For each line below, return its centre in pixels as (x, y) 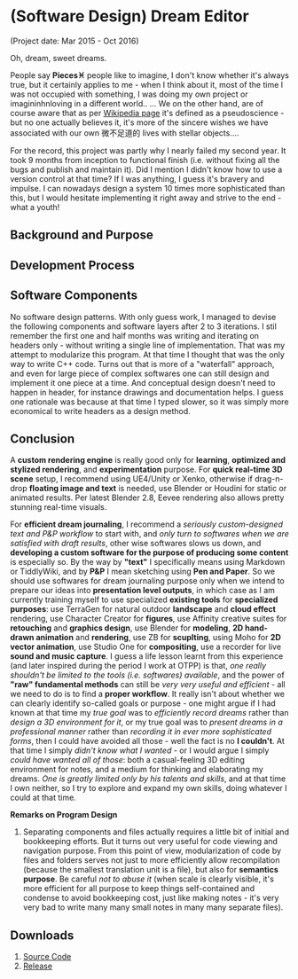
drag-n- (269, 479)
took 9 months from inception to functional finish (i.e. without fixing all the (145, 160)
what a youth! (35, 207)
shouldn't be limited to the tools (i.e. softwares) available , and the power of (147, 675)
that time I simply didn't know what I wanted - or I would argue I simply (140, 750)
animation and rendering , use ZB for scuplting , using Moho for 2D (159, 638)
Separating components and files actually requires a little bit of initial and (156, 832)
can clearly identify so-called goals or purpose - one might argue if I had (143, 703)
